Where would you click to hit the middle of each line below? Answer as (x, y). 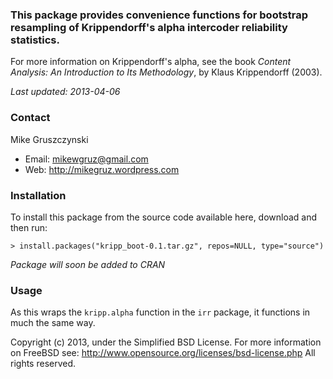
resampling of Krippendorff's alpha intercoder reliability (149, 27)
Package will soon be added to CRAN (88, 264)
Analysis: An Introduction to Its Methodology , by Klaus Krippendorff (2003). (166, 72)
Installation (38, 195)
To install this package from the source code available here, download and (164, 217)
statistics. (35, 40)
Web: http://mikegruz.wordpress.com (102, 169)
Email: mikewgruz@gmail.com (86, 159)
